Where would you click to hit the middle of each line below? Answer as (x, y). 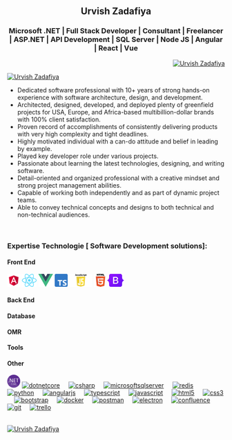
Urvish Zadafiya (116, 11)
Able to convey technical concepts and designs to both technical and (115, 207)
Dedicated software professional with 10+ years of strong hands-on (113, 90)
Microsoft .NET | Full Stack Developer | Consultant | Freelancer (116, 31)
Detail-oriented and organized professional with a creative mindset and (118, 178)
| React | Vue (116, 48)
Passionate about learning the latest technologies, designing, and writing (120, 163)
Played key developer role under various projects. (88, 156)
